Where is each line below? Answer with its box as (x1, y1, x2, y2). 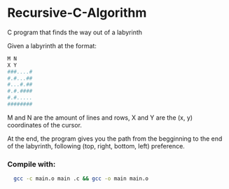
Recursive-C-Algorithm (7, 5, 147, 21)
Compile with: (7, 159, 56, 169)
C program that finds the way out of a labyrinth (7, 28, 142, 36)
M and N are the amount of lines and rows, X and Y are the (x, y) (7, 113, 193, 122)
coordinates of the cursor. (7, 120, 83, 129)
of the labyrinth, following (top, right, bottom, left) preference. (7, 141, 186, 150)
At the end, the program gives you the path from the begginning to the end (7, 134, 223, 143)
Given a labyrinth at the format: (7, 41, 97, 50)
